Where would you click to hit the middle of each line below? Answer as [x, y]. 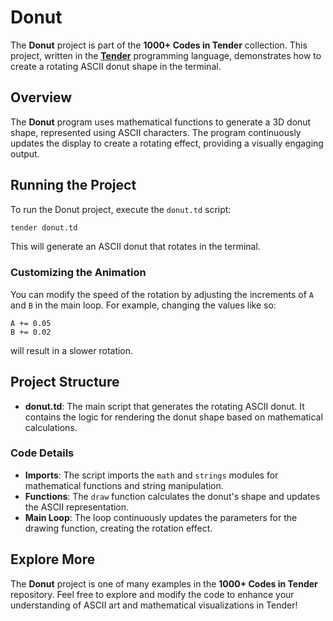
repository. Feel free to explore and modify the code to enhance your [152, 594]
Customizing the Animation [78, 273]
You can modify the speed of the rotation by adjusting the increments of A [162, 294]
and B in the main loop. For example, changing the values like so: [143, 305]
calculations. [51, 427]
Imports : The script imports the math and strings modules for [151, 475]
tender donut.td [44, 227]
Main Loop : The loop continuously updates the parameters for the [161, 517]
